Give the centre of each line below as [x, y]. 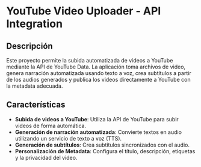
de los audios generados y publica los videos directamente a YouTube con [98, 80]
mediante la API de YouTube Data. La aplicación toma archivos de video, [96, 67]
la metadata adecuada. [35, 86]
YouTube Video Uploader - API [84, 11]
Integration [35, 24]
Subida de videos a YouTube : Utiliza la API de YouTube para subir [97, 119]
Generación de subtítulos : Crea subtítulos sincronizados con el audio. [102, 145]
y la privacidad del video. [46, 157]
